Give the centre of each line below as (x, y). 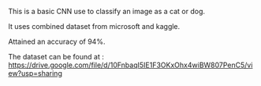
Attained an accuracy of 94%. (57, 41)
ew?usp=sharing (35, 73)
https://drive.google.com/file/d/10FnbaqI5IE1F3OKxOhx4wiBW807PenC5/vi (130, 65)
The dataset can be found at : (56, 57)
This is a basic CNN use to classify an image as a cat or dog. (107, 11)
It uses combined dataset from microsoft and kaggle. (94, 26)
